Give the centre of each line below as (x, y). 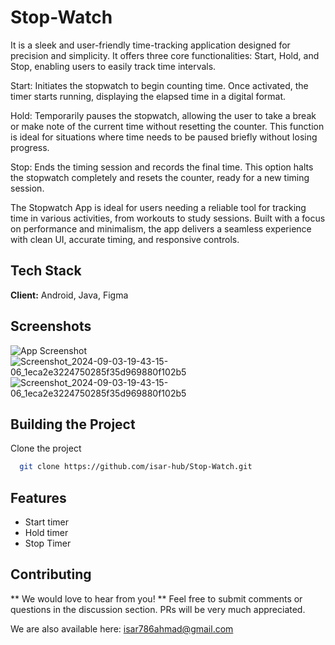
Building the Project (73, 424)
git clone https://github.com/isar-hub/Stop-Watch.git (136, 467)
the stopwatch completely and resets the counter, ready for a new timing (160, 177)
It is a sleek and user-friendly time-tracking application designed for (150, 45)
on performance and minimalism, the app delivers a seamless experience (161, 228)
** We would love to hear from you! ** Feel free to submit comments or (156, 598)
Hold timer (46, 533)
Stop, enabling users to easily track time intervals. (113, 66)
